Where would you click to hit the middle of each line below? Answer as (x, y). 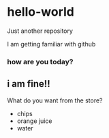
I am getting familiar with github (51, 44)
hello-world (41, 12)
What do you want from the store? (55, 100)
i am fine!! (29, 84)
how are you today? (40, 61)
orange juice (34, 121)
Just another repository (40, 31)
